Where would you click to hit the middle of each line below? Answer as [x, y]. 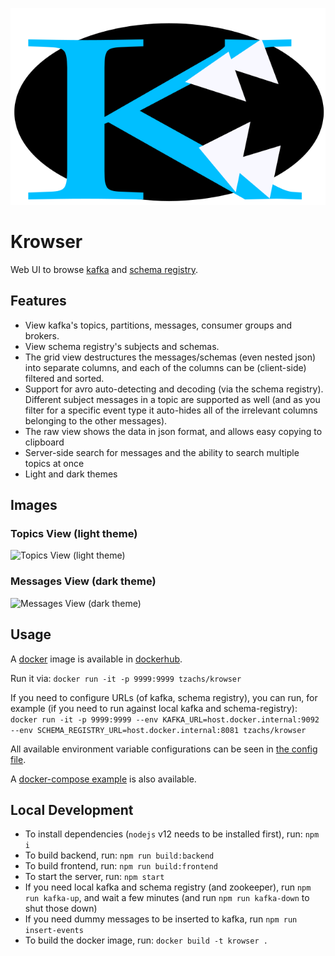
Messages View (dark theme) [83, 581]
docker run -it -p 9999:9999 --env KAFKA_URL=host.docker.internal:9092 [165, 719]
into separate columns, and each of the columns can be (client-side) [165, 367]
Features [38, 301]
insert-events [54, 931]
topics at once [54, 463]
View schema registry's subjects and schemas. [122, 346]
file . [18, 759]
